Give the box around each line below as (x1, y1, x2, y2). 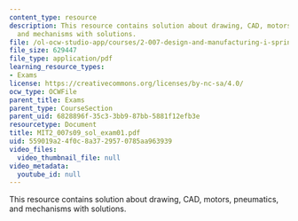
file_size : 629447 (9, 46, 77, 55)
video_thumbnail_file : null (17, 153, 122, 162)
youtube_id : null (17, 170, 82, 178)
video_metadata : (9, 162, 69, 170)
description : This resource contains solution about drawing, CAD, (9, 21, 264, 30)
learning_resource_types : (9, 63, 105, 72)
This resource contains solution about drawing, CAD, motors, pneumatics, (9, 194, 279, 205)
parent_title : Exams (9, 95, 86, 105)
